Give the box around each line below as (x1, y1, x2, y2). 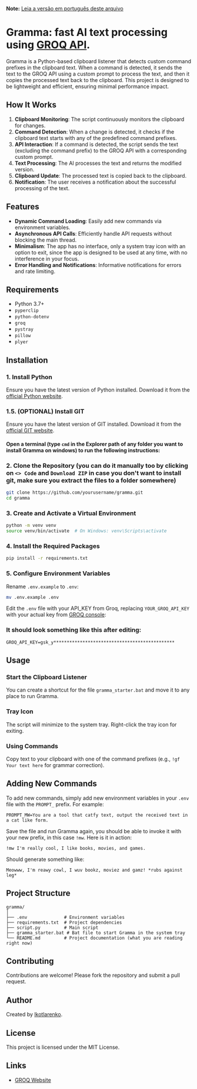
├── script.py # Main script (6, 924, 99, 931)
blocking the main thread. (14, 236, 77, 243)
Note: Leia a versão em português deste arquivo (6, 5, 123, 12)
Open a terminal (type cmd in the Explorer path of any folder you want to (6, 440, 183, 448)
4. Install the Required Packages (6, 542, 100, 550)
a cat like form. (6, 817, 49, 823)
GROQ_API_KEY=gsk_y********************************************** (6, 639, 175, 645)
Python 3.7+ (14, 301, 45, 308)
